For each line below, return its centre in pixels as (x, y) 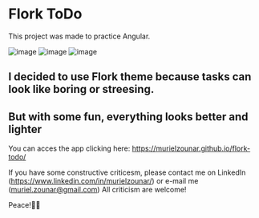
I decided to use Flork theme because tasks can (130, 77)
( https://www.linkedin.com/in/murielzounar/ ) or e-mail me (103, 181)
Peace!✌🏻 (24, 205)
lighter (25, 129)
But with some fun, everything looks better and (128, 117)
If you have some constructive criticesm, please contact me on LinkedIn (127, 172)
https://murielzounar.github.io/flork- (191, 148)
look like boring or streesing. (81, 89)
